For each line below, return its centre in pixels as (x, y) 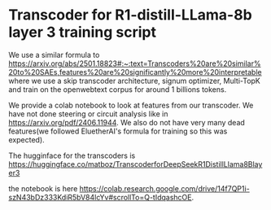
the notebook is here (43, 188)
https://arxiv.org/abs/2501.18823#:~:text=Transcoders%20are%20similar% (135, 63)
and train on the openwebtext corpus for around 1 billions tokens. (118, 89)
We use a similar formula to (54, 55)
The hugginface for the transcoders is (72, 155)
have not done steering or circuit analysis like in (88, 114)
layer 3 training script (83, 32)
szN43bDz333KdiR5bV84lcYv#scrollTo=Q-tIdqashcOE (100, 197)
